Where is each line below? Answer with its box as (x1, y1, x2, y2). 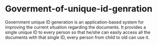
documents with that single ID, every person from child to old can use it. (5, 34, 150, 40)
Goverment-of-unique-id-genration (5, 3, 153, 14)
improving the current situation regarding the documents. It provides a (5, 24, 146, 30)
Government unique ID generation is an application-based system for (5, 19, 144, 25)
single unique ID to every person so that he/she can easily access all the (5, 29, 151, 35)
